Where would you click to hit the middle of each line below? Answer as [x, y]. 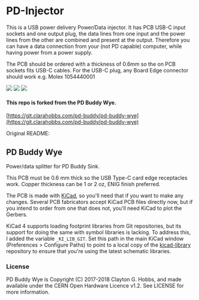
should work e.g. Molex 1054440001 [51, 76]
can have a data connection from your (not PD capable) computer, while [94, 46]
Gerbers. [17, 214]
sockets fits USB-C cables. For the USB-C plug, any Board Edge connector [97, 70]
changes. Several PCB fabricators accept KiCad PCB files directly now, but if [99, 202]
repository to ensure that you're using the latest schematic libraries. [89, 251]
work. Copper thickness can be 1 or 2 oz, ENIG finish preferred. [84, 184]
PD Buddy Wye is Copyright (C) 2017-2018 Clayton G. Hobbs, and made [94, 279]
